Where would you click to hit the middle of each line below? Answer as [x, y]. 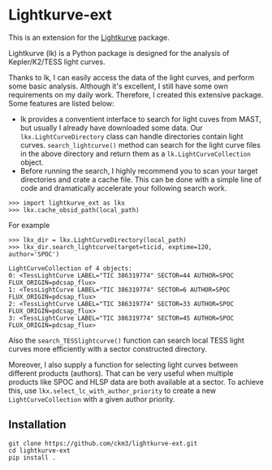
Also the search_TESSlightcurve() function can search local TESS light [127, 340]
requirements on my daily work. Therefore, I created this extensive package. [136, 94]
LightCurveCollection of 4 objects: [70, 268]
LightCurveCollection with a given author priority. [92, 399]
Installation [37, 425]
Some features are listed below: [62, 103]
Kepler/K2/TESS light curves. [57, 62]
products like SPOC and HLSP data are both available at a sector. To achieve [136, 382]
